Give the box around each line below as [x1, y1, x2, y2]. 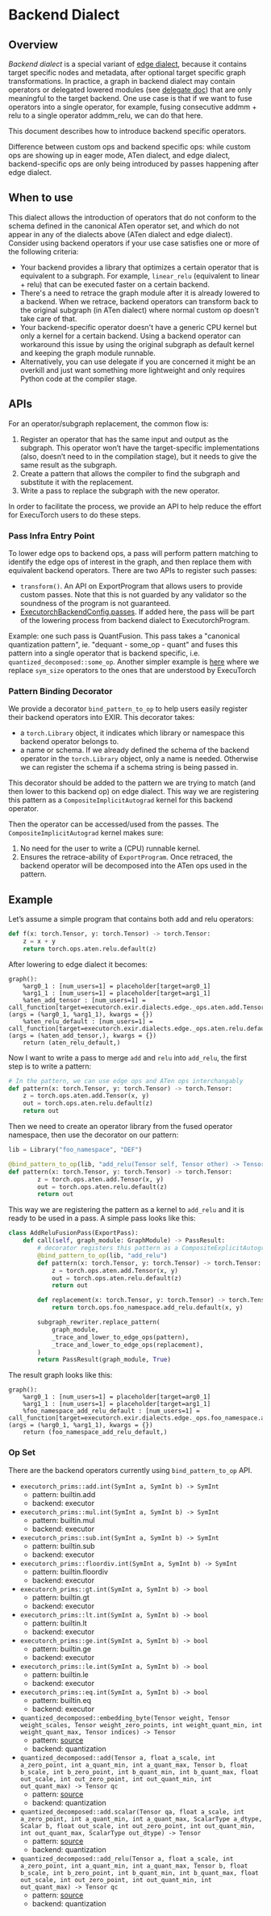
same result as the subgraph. [19, 460, 118, 470]
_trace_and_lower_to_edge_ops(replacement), [51, 1341, 204, 1349]
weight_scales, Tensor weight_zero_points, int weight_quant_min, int [19, 1721, 263, 1729]
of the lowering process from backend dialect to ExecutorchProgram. [19, 615, 250, 625]
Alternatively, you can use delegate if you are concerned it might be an [19, 357, 256, 366]
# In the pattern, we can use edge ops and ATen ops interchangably [8, 1077, 244, 1085]
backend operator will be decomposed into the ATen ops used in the [19, 861, 248, 871]
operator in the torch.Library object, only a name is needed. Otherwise [19, 754, 259, 763]
